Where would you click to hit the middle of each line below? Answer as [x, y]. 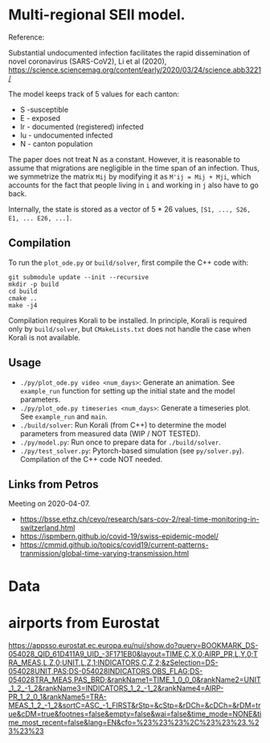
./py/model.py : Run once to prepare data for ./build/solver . [120, 442]
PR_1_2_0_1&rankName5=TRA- [57, 696]
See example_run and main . [64, 416]
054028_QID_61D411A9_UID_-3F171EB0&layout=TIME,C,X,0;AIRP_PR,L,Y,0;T [133, 654]
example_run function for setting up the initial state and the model [127, 390]
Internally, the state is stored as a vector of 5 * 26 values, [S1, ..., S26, [130, 209]
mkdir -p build [34, 284]
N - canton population [56, 143]
